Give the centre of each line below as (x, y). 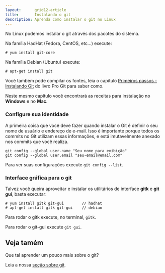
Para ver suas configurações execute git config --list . (64, 164)
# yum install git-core (30, 53)
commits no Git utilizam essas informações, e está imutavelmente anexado (82, 136)
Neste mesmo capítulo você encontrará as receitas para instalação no (78, 96)
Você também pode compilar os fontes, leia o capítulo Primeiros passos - (81, 81)
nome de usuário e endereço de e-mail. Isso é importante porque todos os (82, 131)
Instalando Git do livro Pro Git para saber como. (55, 86)
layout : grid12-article (36, 10)
